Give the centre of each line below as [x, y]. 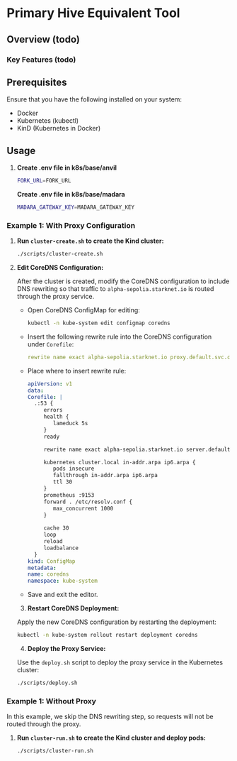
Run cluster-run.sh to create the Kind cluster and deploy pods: [111, 738]
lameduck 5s [70, 424]
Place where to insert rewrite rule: [77, 371]
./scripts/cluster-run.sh [55, 751]
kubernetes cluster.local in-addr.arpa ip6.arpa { [120, 462]
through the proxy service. [56, 297]
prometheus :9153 [69, 495]
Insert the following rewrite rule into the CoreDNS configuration [120, 336]
